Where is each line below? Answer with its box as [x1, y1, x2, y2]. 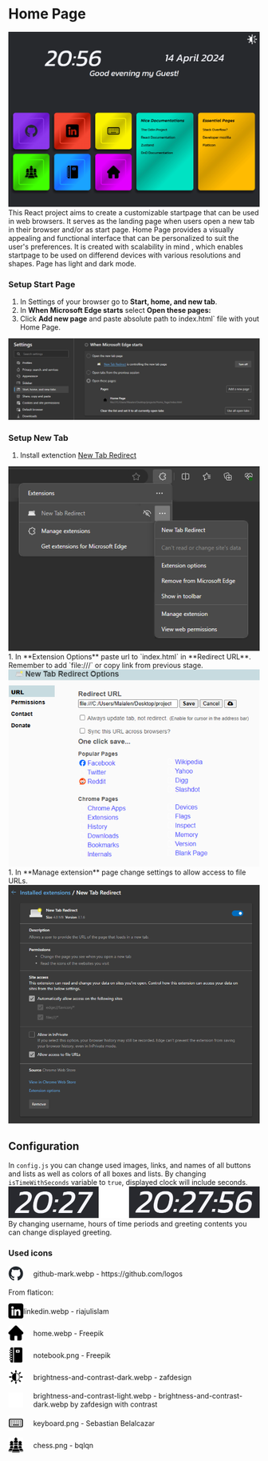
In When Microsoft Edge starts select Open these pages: [19, 306, 211, 315]
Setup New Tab [8, 433, 69, 443]
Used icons [8, 1247, 53, 1259]
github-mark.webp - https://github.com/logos [33, 1269, 183, 1279]
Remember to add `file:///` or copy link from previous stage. [8, 660, 203, 670]
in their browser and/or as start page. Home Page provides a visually [8, 225, 234, 234]
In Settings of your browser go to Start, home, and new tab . [19, 297, 218, 306]
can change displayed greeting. [8, 1227, 112, 1237]
